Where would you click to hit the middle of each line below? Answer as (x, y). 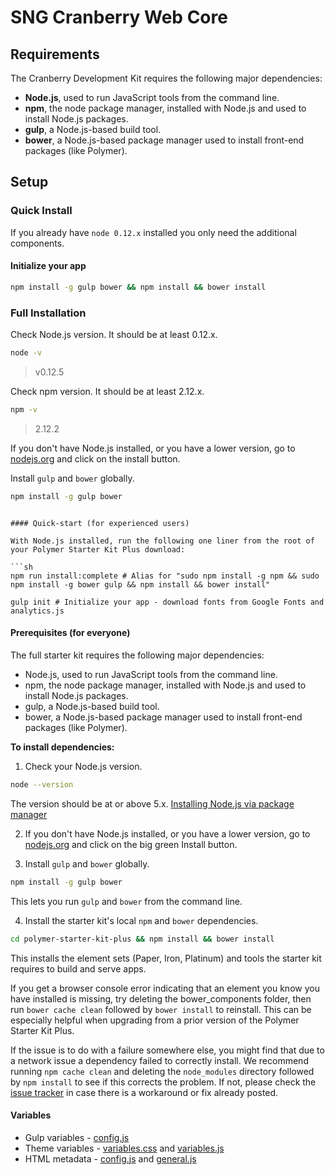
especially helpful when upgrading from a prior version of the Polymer (155, 1020)
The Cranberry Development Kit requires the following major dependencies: (166, 78)
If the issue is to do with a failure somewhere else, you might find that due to (167, 1050)
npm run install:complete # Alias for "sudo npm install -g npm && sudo (165, 576)
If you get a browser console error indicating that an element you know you (165, 988)
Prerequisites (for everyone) (70, 633)
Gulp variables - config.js (77, 1137)
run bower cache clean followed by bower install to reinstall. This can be (161, 1009)
